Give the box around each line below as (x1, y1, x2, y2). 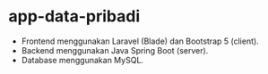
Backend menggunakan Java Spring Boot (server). (21, 45, 209, 55)
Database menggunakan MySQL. (21, 54, 144, 65)
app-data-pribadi (8, 6, 141, 27)
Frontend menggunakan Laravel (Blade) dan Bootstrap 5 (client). (21, 36, 259, 46)
